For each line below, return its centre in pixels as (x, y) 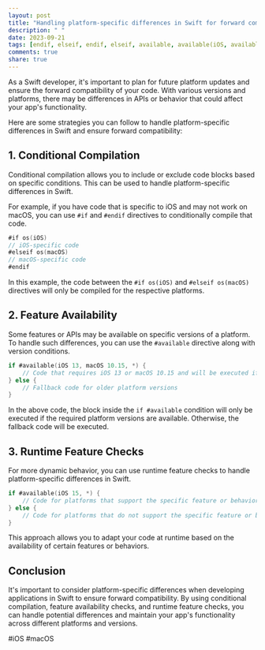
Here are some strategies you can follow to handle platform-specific (119, 122)
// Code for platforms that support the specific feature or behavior (141, 501)
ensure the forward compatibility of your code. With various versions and (127, 90)
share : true (28, 60)
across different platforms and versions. (73, 623)
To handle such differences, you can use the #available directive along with (132, 342)
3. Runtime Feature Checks (76, 452)
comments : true (33, 52)
